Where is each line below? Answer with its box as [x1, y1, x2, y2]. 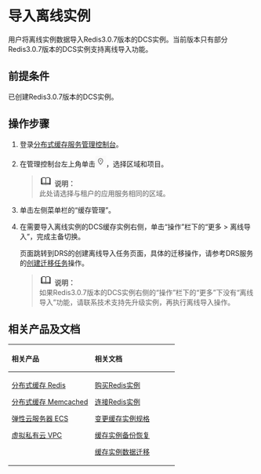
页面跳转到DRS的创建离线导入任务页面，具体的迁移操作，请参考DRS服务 [19, 248, 253, 257]
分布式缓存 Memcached [11, 397, 89, 407]
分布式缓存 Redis [11, 381, 67, 390]
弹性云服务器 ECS [11, 414, 69, 424]
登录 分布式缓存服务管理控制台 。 [19, 139, 123, 149]
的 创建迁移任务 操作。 [19, 258, 89, 268]
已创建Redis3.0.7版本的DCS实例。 [8, 92, 118, 101]
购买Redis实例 [94, 381, 141, 390]
